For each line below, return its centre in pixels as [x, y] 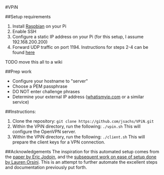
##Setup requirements [28, 17]
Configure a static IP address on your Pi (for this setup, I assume [78, 37]
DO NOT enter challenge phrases [46, 91]
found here [23, 52]
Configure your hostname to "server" [50, 81]
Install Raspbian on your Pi [39, 26]
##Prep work [19, 71]
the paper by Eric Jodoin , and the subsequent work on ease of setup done [81, 157]
